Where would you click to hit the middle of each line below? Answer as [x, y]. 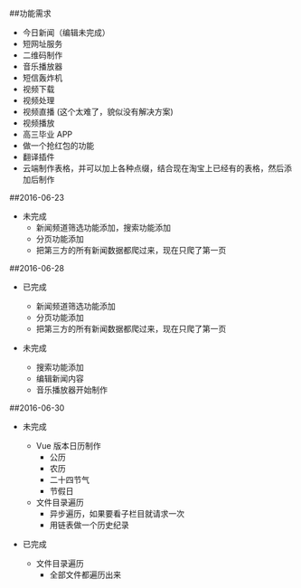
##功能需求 [30, 13]
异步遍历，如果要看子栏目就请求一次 [117, 513]
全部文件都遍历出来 [85, 574]
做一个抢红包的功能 [58, 146]
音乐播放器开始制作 [72, 390]
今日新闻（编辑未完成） [66, 33]
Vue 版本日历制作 [68, 446]
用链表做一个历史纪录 [89, 525]
